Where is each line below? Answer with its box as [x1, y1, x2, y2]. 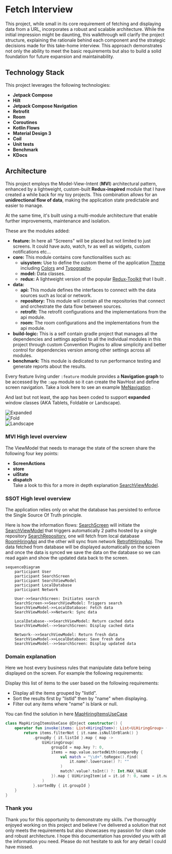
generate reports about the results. [12, 363, 87, 369]
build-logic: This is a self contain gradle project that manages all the [12, 330, 158, 337]
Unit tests [12, 141, 34, 147]
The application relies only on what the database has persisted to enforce [5, 507, 161, 513]
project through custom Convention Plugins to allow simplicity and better [12, 341, 166, 347]
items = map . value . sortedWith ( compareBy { [51, 749, 143, 755]
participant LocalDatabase [14, 583, 72, 588]
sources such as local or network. [20, 292, 92, 299]
